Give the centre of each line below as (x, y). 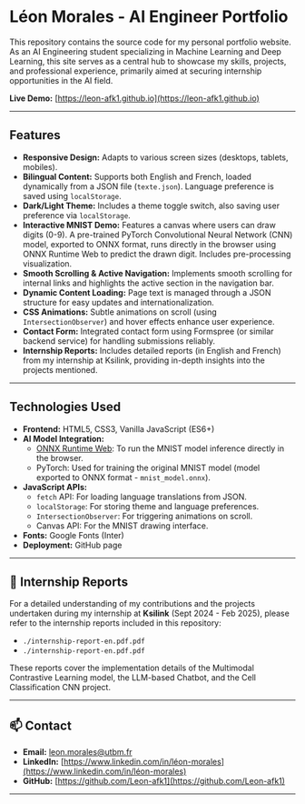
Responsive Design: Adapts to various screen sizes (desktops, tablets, (155, 157)
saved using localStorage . (72, 196)
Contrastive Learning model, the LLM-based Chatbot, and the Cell (133, 678)
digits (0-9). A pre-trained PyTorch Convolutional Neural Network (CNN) (157, 235)
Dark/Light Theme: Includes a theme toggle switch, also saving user (151, 206)
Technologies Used (65, 407)
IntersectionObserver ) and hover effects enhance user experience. (148, 321)
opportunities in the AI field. (61, 80)
